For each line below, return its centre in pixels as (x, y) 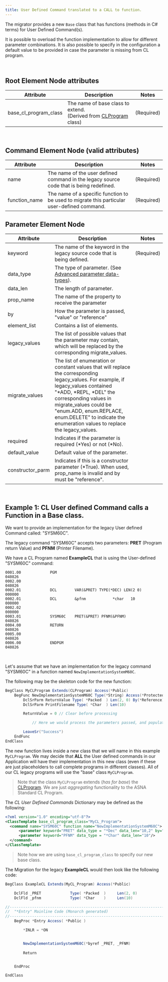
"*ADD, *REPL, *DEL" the (85, 392)
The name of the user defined (82, 173)
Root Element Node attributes (52, 81)
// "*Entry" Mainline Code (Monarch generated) (57, 912)
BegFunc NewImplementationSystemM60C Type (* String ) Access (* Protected (89, 695)
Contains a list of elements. (86, 326)
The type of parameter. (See (88, 268)
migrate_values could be (83, 405)
